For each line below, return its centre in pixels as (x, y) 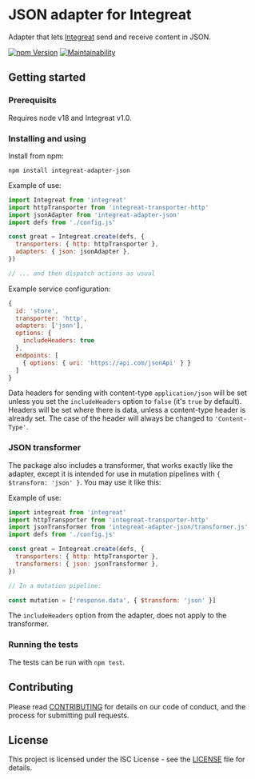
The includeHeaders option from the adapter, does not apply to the (118, 615)
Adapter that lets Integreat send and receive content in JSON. (110, 37)
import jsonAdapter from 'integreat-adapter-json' (94, 215)
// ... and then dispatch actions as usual (82, 274)
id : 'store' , (37, 311)
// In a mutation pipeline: (55, 585)
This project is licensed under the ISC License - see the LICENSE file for (127, 759)
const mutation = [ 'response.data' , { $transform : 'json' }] (112, 600)
